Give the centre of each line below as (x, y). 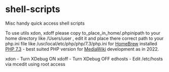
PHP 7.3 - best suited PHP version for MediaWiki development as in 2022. (82, 49)
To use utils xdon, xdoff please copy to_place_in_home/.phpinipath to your (83, 33)
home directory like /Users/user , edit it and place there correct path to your (84, 38)
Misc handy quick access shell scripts (45, 23)
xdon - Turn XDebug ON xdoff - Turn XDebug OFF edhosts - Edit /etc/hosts (84, 58)
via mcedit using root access (35, 64)
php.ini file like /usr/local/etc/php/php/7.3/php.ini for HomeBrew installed (81, 43)
